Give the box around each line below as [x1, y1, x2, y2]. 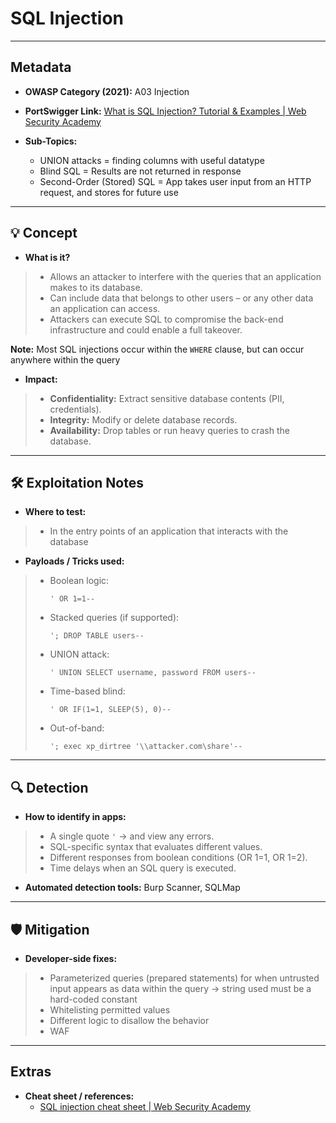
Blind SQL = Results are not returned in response [39, 165, 242, 177]
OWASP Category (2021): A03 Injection [24, 85, 190, 97]
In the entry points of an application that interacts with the [49, 525, 289, 537]
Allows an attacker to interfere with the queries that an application [49, 270, 322, 282]
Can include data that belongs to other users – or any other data [49, 292, 314, 304]
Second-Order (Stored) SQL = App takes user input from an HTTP [39, 175, 312, 187]
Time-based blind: [49, 685, 126, 697]
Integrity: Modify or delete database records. [49, 413, 238, 426]
